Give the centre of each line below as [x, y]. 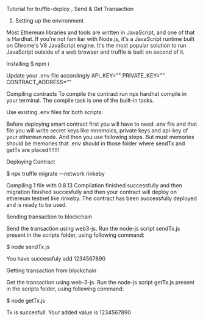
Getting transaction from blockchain [52, 270]
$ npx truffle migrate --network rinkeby [55, 174]
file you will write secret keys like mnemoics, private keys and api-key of [97, 130]
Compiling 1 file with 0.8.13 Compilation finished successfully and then [94, 185]
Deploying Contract [31, 162]
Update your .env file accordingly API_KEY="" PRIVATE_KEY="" [86, 75]
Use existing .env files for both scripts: [55, 112]
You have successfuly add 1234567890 [56, 258]
